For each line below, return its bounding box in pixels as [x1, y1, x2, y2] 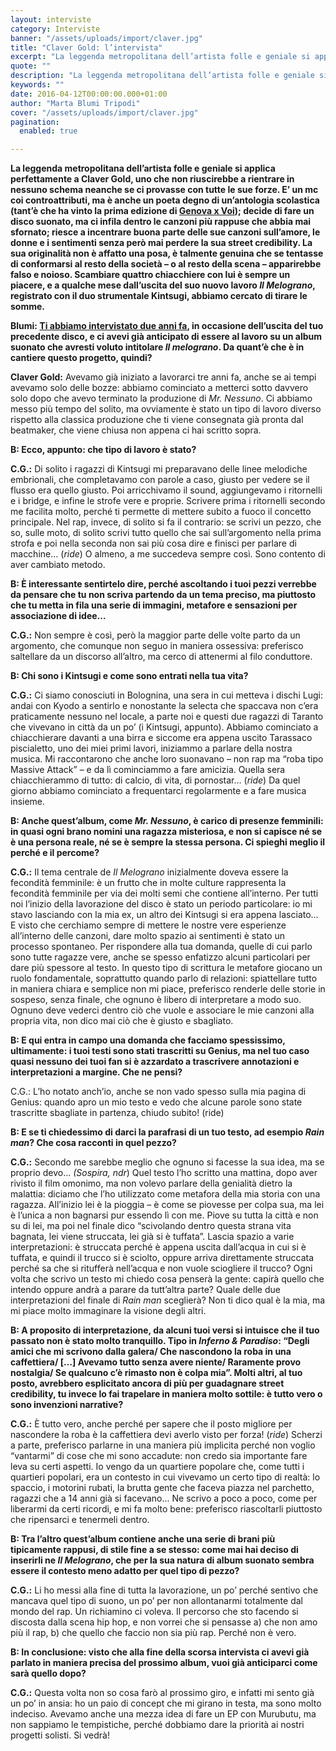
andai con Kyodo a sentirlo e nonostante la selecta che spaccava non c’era [10, 700, 319, 712]
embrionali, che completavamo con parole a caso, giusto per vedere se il [10, 474, 310, 486]
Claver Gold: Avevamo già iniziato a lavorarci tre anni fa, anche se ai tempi [10, 371, 317, 383]
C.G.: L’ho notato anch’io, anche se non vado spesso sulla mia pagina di [10, 1086, 307, 1098]
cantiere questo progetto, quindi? [10, 352, 153, 364]
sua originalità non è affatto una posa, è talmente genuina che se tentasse [10, 247, 324, 260]
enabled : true [19, 126, 78, 136]
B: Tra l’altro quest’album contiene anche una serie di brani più [10, 1533, 276, 1545]
